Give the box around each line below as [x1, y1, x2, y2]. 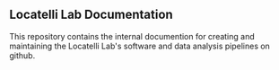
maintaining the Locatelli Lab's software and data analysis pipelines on [9, 40, 271, 51]
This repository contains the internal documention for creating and [9, 31, 256, 41]
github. [9, 49, 36, 61]
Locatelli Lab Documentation [9, 7, 173, 22]
